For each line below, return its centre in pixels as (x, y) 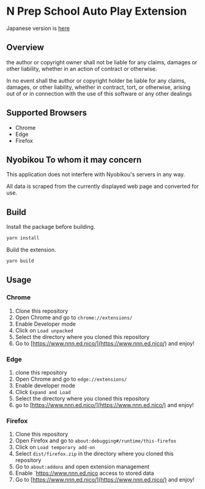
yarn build (20, 261)
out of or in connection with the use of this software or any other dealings (99, 94)
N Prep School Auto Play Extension (97, 11)
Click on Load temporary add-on (55, 447)
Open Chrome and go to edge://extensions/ (71, 379)
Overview (25, 47)
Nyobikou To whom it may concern (74, 159)
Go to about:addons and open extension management (82, 467)
